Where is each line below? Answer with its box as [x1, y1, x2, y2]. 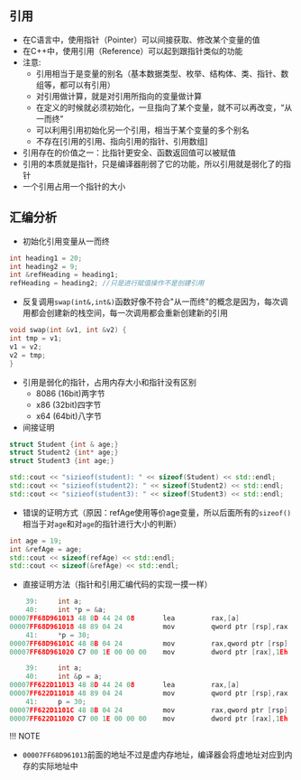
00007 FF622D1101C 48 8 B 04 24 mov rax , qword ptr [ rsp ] [9, 705, 288, 715]
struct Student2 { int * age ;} [9, 448, 119, 458]
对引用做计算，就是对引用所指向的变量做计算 [35, 90, 203, 101]
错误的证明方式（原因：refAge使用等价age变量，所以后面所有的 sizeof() [22, 506, 292, 517]
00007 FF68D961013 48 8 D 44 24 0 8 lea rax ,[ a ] [9, 614, 241, 623]
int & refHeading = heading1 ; [9, 270, 119, 280]
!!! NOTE [9, 730, 41, 741]
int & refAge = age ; [9, 544, 83, 553]
